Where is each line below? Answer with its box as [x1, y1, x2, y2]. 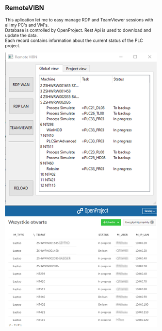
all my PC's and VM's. [5, 22, 49, 28]
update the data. [5, 32, 38, 38]
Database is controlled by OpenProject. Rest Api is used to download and [5, 27, 151, 33]
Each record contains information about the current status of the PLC [5, 37, 143, 43]
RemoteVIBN [5, 4, 45, 12]
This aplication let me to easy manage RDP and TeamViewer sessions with [5, 17, 154, 22]
